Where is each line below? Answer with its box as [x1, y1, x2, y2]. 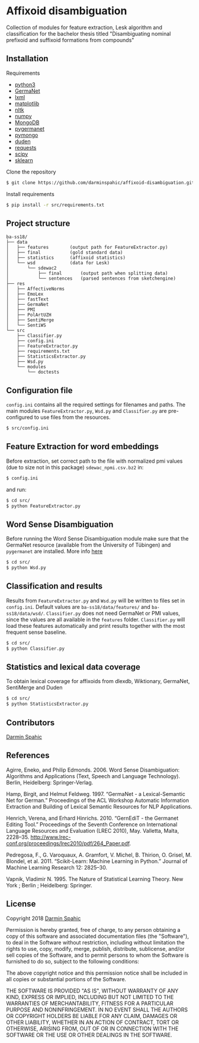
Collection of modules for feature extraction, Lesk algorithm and [6, 24, 163, 31]
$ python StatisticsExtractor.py [6, 701, 89, 707]
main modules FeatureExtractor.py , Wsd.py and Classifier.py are [6, 407, 167, 415]
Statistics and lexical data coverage [6, 662, 141, 672]
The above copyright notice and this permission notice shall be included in [6, 969, 188, 976]
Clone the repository [6, 168, 56, 175]
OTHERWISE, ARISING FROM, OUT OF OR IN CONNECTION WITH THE [6, 1025, 179, 1032]
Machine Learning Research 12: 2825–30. [6, 864, 108, 871]
